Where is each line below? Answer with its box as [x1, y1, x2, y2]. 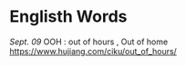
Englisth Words [9, 6, 128, 27]
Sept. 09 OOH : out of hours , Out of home [9, 36, 169, 47]
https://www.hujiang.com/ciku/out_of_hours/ [9, 45, 178, 56]
